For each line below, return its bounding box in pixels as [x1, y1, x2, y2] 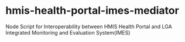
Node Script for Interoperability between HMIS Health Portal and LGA [5, 23, 172, 30]
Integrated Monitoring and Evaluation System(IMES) [5, 29, 131, 36]
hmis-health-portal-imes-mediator [5, 4, 179, 17]
